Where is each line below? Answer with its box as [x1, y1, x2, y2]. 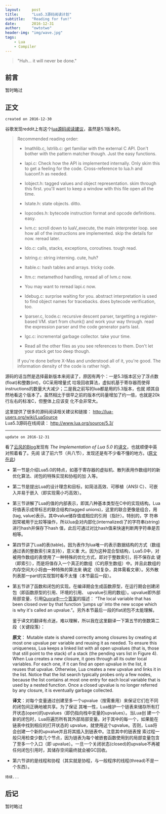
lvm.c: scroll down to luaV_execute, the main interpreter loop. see [24, 225, 158, 231]
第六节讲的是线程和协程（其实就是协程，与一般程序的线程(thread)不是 [12, 758, 155, 763]
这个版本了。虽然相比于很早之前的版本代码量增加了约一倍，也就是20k [18, 392, 161, 398]
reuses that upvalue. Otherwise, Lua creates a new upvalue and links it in [12, 666, 161, 672]
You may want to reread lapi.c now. [24, 283, 96, 290]
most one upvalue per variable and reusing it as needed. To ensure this [12, 640, 157, 646]
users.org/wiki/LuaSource [5, 414, 58, 420]
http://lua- [92, 409, 114, 415]
